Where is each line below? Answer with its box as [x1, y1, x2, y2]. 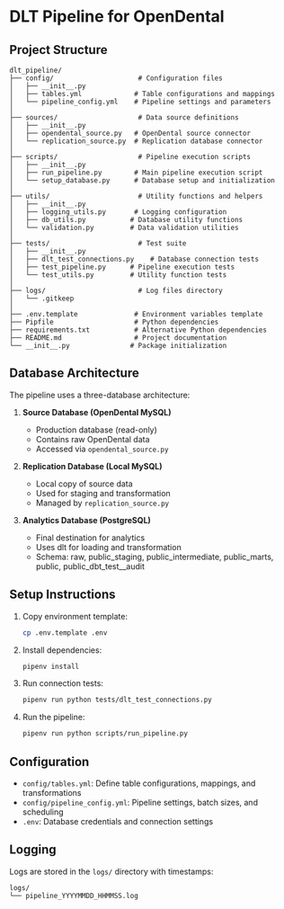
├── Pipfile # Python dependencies [9, 317, 219, 326]
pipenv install [22, 662, 80, 671]
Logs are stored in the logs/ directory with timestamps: [9, 866, 214, 877]
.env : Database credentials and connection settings [22, 815, 214, 826]
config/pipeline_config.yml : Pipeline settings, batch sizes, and [22, 797, 259, 807]
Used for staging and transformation [35, 487, 171, 498]
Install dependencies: [22, 645, 102, 655]
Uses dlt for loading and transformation [35, 541, 182, 552]
